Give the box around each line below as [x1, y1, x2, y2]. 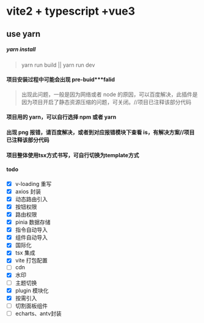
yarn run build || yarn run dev [21, 61, 95, 69]
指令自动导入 [15, 226, 48, 234]
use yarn [6, 29, 41, 39]
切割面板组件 [15, 302, 48, 310]
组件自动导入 [15, 234, 48, 241]
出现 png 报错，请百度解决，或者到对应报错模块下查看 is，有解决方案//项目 [6, 128, 195, 136]
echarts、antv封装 [15, 310, 62, 317]
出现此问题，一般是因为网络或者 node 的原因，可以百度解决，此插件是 [21, 91, 199, 98]
